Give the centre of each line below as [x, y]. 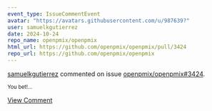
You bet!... [20, 87]
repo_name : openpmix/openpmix [52, 41]
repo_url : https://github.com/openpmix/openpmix [81, 54]
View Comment [30, 100]
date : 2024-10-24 [33, 34]
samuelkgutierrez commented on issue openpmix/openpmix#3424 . [106, 74]
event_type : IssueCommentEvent [54, 14]
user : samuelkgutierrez [43, 27]
